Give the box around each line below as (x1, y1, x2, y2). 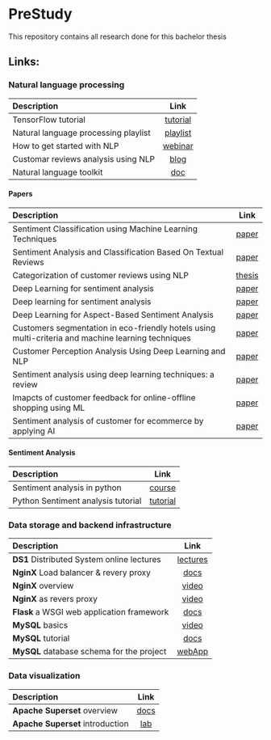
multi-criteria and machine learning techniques (12, 332, 191, 344)
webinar (162, 140, 194, 151)
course (148, 482, 176, 493)
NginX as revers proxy (12, 594, 98, 605)
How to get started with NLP (12, 140, 119, 151)
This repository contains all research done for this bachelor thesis (8, 32, 227, 41)
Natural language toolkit (12, 167, 103, 178)
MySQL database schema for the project (12, 646, 167, 658)
